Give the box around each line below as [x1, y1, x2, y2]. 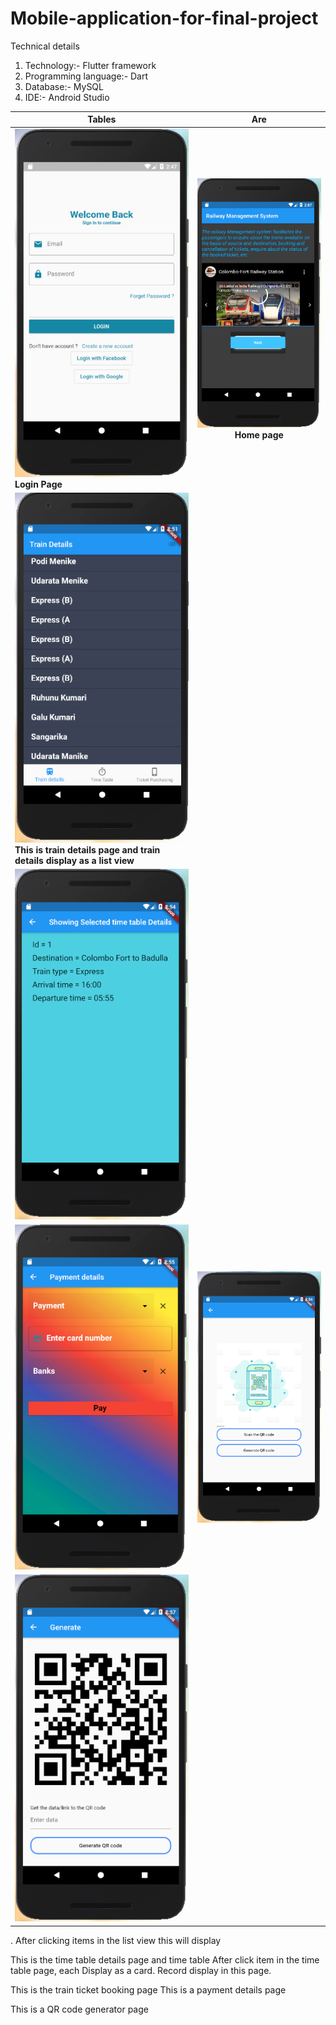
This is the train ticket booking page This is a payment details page [10, 1983, 287, 1996]
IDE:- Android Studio [24, 91, 110, 103]
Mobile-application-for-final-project [10, 7, 319, 30]
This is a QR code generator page [10, 2003, 149, 2015]
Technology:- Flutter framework [24, 59, 157, 71]
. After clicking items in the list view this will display [10, 1934, 222, 1946]
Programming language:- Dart [24, 70, 149, 82]
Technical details [10, 40, 80, 52]
